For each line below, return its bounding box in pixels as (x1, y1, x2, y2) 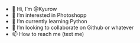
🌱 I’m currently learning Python (11, 18, 87, 24)
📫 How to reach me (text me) (11, 31, 84, 37)
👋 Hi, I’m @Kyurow (11, 6, 57, 12)
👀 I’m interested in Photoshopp (11, 12, 87, 19)
